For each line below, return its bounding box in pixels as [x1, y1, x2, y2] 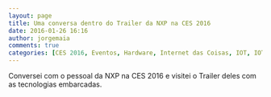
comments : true [8, 42, 60, 50]
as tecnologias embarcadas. [8, 79, 102, 89]
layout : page [8, 11, 52, 20]
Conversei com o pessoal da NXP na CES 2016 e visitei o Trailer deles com [8, 71, 256, 80]
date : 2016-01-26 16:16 [8, 26, 89, 34]
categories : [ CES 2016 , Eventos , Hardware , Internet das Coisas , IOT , [8, 49, 251, 57]
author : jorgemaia [8, 34, 70, 42]
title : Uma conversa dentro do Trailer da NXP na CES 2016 [8, 19, 211, 27]
